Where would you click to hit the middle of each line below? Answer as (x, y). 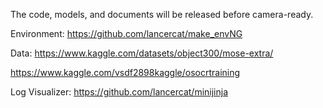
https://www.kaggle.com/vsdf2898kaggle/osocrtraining (125, 72)
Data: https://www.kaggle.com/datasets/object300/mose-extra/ (142, 53)
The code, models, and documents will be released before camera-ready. (162, 14)
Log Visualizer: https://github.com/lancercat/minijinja (119, 92)
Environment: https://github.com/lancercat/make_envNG (126, 33)
